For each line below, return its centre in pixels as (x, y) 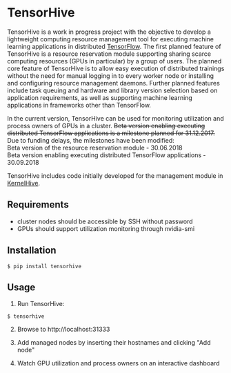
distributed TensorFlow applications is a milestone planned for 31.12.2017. (111, 133)
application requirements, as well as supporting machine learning (100, 97)
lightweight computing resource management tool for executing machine (111, 39)
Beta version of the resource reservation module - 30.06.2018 (95, 148)
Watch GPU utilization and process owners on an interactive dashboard (118, 363)
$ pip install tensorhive (44, 266)
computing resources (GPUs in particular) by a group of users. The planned (114, 61)
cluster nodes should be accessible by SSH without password (105, 221)
